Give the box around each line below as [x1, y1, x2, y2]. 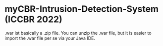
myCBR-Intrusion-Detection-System [4, 3, 159, 15]
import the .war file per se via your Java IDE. [4, 35, 95, 41]
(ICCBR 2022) [4, 14, 62, 25]
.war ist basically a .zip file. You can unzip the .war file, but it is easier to [4, 30, 152, 36]
